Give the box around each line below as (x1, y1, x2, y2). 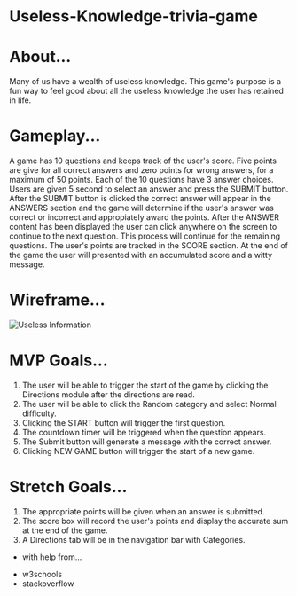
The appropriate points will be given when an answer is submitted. (21, 506, 265, 516)
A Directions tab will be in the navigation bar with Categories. (21, 534, 246, 545)
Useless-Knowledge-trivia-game (9, 6, 259, 27)
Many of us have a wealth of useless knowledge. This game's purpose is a (9, 76, 282, 87)
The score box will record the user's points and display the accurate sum (21, 515, 289, 526)
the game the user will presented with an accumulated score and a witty (9, 250, 273, 261)
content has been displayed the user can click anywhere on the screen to (9, 222, 277, 232)
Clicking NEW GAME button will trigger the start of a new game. (21, 445, 255, 456)
